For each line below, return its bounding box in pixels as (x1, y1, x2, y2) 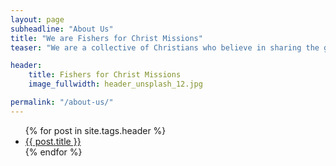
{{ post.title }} (24, 135, 82, 147)
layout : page (10, 14, 65, 25)
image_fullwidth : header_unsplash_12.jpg (28, 79, 203, 90)
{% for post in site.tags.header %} (24, 124, 167, 136)
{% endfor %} (24, 146, 83, 158)
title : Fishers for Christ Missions (28, 70, 182, 80)
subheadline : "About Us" (10, 24, 114, 34)
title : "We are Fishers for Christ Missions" (10, 33, 203, 43)
